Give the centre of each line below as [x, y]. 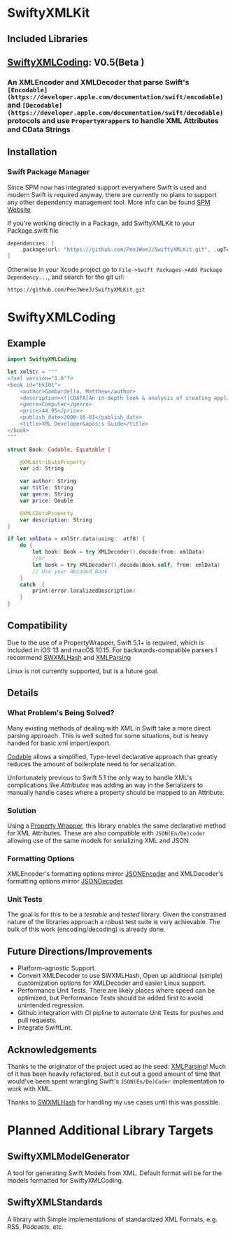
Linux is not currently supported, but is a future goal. [83, 671]
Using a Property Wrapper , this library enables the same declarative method [116, 826]
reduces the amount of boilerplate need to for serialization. [92, 764]
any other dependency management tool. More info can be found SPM [109, 202]
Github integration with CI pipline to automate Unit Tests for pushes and [120, 1013]
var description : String [56, 520]
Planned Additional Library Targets [111, 1131]
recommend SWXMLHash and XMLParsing [69, 657]
